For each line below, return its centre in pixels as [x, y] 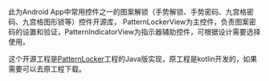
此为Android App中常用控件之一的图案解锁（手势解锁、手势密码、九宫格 [128, 12]
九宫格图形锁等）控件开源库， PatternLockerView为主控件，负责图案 [136, 22]
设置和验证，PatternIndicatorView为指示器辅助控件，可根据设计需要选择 [141, 32]
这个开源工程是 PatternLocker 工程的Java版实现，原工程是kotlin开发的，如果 [133, 59]
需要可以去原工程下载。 [47, 69]
